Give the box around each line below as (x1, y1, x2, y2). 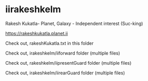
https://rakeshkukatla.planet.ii (5, 30, 68, 36)
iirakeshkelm (5, 4, 61, 15)
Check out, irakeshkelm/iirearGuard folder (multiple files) (5, 70, 125, 76)
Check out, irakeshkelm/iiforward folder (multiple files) (5, 50, 120, 56)
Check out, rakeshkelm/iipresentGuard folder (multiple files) (5, 60, 132, 66)
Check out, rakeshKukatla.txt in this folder (5, 40, 94, 46)
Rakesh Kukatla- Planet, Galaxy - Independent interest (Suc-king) (5, 20, 143, 26)
